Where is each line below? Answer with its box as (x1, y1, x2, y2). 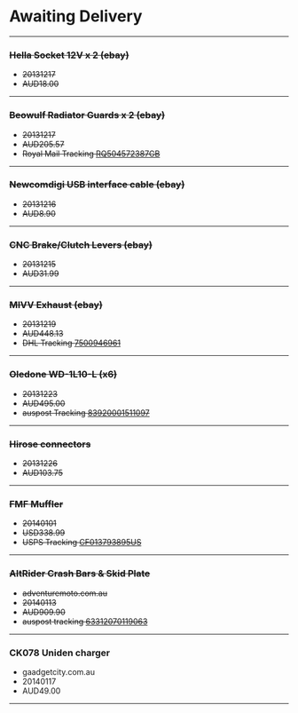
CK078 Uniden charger (9, 646, 111, 659)
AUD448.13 (21, 329, 64, 339)
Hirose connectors (9, 438, 91, 450)
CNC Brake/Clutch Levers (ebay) (9, 238, 153, 250)
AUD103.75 (21, 468, 64, 479)
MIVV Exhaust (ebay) (9, 299, 104, 312)
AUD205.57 (21, 139, 65, 149)
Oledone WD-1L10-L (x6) (9, 368, 118, 381)
